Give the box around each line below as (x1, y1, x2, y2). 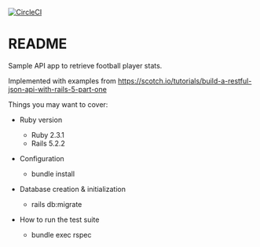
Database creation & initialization (19, 184, 126, 194)
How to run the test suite (19, 215, 100, 224)
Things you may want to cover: (8, 99, 108, 109)
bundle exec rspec (31, 230, 92, 239)
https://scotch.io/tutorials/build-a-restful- (117, 76, 252, 86)
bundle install (31, 169, 75, 179)
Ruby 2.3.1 (31, 130, 65, 139)
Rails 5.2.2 (31, 138, 65, 148)
